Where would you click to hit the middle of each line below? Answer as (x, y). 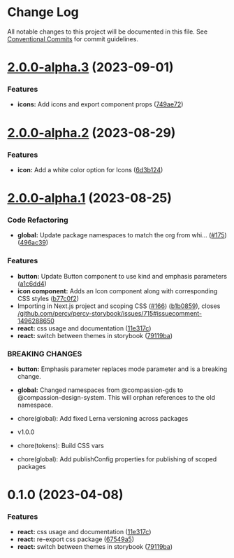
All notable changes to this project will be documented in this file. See (108, 32)
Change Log (43, 12)
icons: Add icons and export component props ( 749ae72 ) (100, 104)
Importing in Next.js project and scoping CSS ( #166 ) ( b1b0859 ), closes (119, 306)
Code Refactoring (38, 220)
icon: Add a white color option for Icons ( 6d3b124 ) (90, 169)
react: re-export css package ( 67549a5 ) (76, 539)
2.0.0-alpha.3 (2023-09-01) (90, 68)
